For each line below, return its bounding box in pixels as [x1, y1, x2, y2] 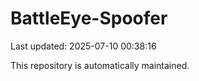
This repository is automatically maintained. [10, 59, 190, 71]
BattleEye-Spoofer [10, 7, 168, 30]
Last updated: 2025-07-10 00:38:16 [10, 40, 157, 52]
